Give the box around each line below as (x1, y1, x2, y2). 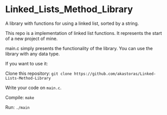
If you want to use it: (5, 60, 48, 66)
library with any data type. (5, 51, 60, 57)
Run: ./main (5, 104, 30, 110)
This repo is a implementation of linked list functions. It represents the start (5, 30, 162, 36)
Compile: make (5, 94, 35, 100)
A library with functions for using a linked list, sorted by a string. (5, 20, 139, 26)
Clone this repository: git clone (5, 70, 72, 76)
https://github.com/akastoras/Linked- (74, 71, 156, 76)
